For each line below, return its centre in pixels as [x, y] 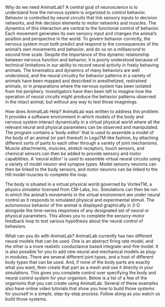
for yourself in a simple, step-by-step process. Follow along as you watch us [82, 294]
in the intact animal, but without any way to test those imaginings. [71, 102]
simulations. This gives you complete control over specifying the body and [81, 273]
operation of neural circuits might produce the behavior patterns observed [81, 97]
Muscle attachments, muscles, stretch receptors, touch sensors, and [75, 148]
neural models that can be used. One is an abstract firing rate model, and [79, 241]
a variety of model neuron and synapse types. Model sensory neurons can [81, 164]
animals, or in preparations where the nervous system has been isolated [78, 86]
